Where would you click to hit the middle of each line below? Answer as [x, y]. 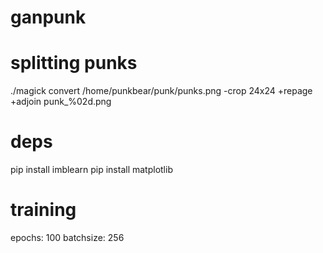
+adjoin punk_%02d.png [61, 102]
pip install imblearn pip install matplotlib [91, 170]
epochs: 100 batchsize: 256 [67, 237]
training [43, 210]
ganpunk [48, 17]
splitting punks [74, 63]
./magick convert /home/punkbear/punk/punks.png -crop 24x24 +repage [161, 91]
